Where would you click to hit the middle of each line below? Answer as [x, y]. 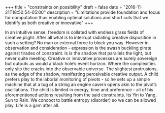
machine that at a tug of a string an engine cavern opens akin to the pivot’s [81, 85]
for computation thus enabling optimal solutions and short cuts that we [77, 17]
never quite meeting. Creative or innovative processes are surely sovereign [81, 58]
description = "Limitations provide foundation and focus [103, 12]
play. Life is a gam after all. [32, 105]
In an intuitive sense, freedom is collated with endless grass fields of [75, 32]
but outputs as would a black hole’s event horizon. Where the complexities [81, 64]
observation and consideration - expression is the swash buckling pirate [78, 48]
